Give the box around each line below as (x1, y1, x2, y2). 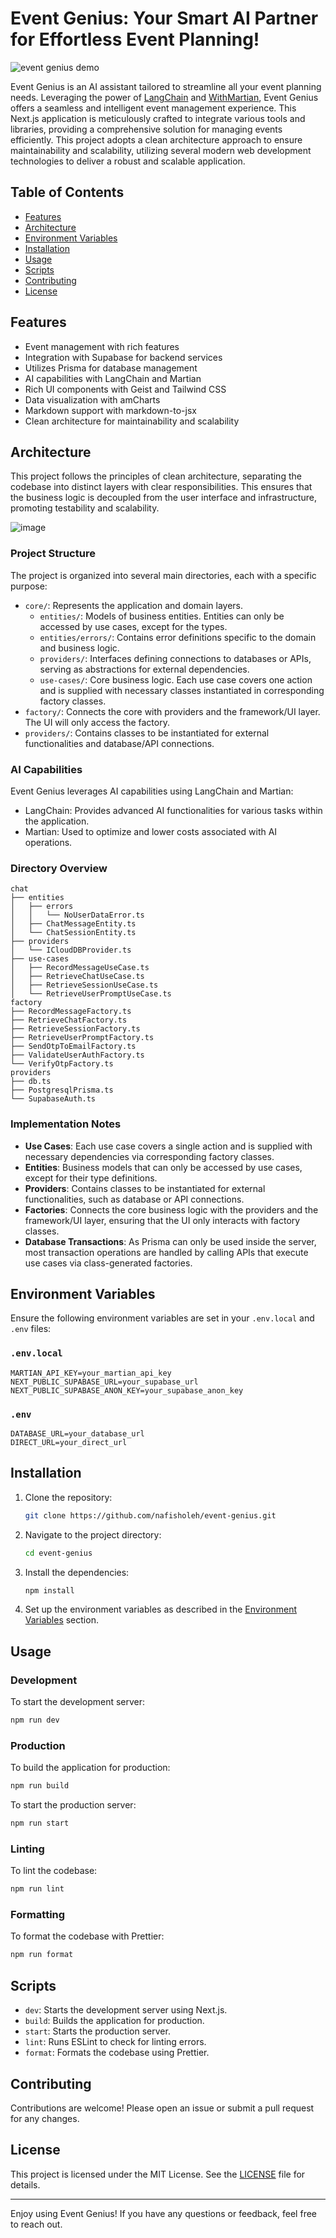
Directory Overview (10, 861, 108, 875)
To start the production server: (10, 1799, 137, 1811)
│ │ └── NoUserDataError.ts (10, 910, 145, 921)
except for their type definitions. (24, 1172, 158, 1184)
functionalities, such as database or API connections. (24, 1193, 245, 1205)
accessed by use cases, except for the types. (39, 620, 228, 632)
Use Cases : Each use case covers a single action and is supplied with (24, 1140, 313, 1152)
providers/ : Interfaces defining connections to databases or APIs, (39, 652, 312, 664)
